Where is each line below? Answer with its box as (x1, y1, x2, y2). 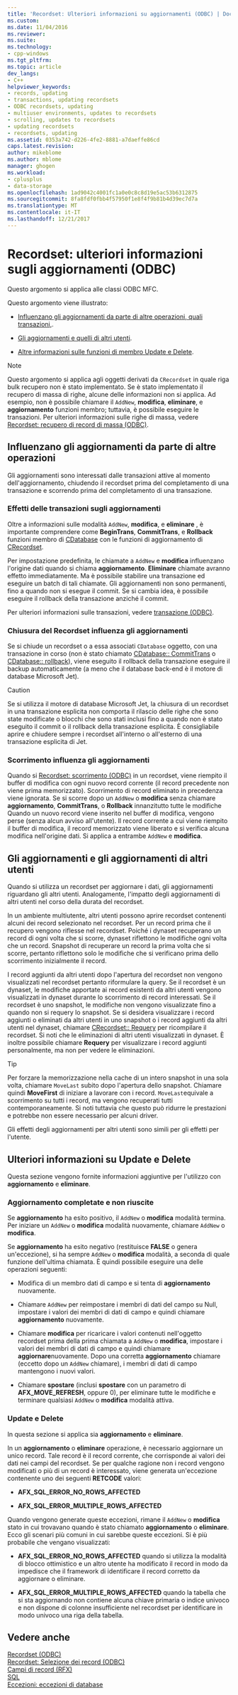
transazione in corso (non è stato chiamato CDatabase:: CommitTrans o (7, 649, 216, 658)
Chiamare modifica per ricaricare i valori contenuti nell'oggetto (17, 1329, 202, 1338)
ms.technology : (7, 43, 52, 51)
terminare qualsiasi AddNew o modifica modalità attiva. (17, 1396, 174, 1405)
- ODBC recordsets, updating (7, 103, 93, 110)
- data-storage (7, 182, 52, 189)
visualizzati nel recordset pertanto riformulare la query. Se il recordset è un (7, 978, 226, 987)
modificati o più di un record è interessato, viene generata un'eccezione (7, 1466, 217, 1475)
